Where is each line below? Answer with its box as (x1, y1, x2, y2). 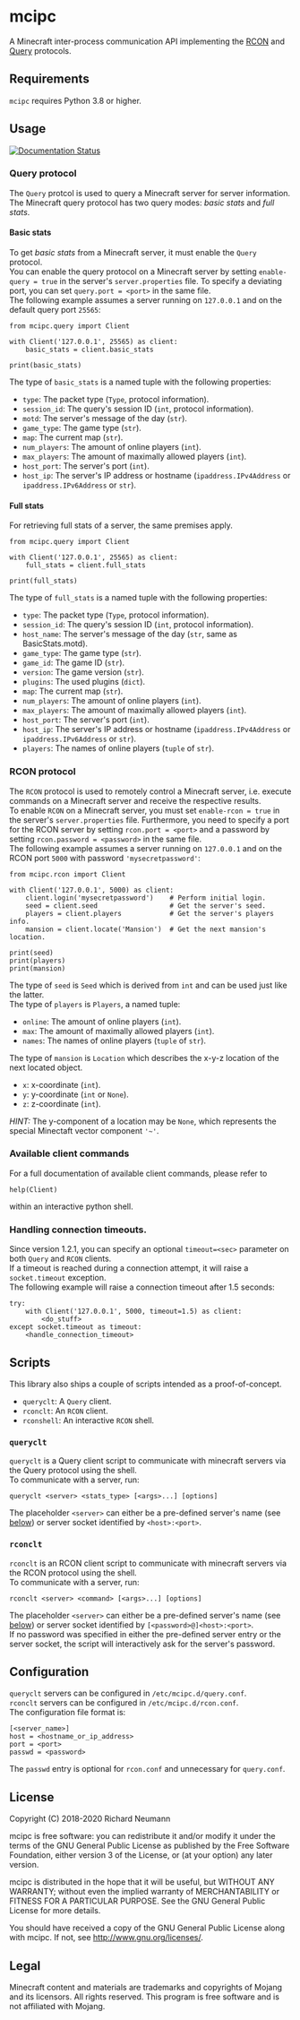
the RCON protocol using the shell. (9, 1567, 137, 1578)
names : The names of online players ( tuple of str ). (21, 1035, 207, 1046)
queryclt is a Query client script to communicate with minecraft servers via (9, 1455, 287, 1466)
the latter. (9, 988, 45, 1000)
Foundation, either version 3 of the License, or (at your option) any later (9, 1850, 273, 1860)
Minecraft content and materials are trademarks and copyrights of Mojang (9, 1982, 282, 1992)
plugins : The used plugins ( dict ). (21, 677, 146, 687)
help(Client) (9, 1185, 58, 1194)
